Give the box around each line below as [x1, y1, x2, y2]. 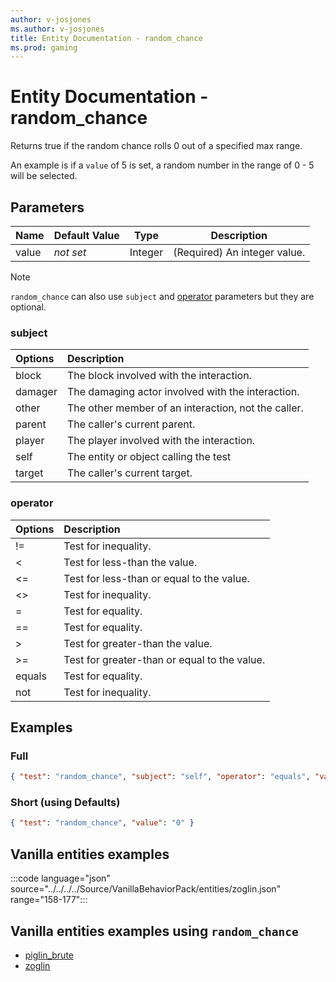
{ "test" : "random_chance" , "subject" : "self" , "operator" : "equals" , [10, 772, 311, 782]
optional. [10, 301, 47, 313]
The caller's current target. [66, 466, 193, 480]
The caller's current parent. [66, 417, 196, 431]
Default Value [53, 229, 120, 242]
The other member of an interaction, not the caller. [66, 401, 304, 415]
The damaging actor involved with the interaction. [66, 385, 300, 399]
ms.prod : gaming [10, 42, 78, 53]
